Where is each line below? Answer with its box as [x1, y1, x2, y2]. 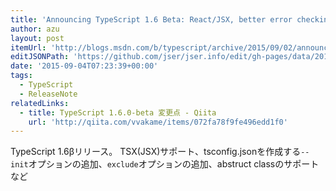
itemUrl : [10, 42, 47, 53]
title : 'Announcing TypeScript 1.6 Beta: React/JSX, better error [10, 14, 293, 25]
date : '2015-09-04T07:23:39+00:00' [10, 61, 159, 71]
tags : [10, 71, 33, 81]
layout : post [10, 33, 65, 43]
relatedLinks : [10, 98, 70, 108]
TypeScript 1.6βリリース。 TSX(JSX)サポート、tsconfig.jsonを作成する [10, 146, 302, 158]
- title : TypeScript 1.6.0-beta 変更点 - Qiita [19, 107, 217, 118]
